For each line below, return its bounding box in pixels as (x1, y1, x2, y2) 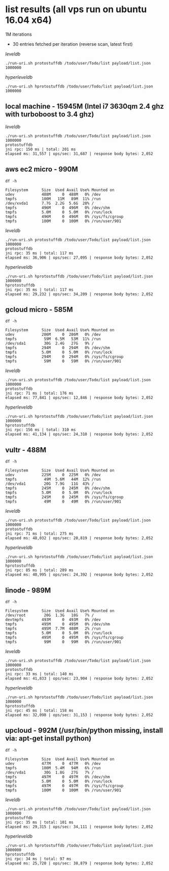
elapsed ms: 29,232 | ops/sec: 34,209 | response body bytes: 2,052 (5, 291, 153, 297)
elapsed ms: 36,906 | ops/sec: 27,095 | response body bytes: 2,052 (5, 255, 153, 260)
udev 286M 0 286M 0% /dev (5, 332, 101, 337)
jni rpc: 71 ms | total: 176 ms (5, 391, 74, 396)
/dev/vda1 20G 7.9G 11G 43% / (5, 481, 94, 486)
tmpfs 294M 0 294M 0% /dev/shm (5, 346, 110, 351)
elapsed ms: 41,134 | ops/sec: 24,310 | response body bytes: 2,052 (5, 432, 153, 437)
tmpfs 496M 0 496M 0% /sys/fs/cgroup (5, 214, 124, 219)
